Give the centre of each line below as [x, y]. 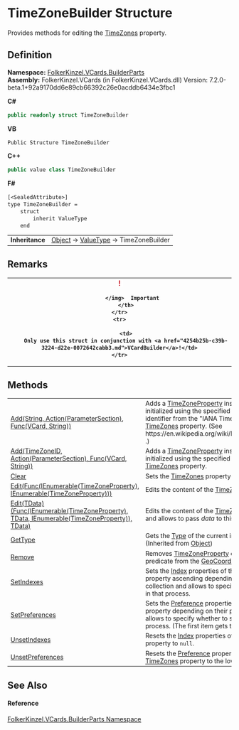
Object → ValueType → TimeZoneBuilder [111, 240]
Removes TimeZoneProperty [187, 553]
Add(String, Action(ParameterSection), [67, 419]
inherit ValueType [60, 218]
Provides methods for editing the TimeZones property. [87, 33]
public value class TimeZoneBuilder [62, 170]
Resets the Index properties [186, 636]
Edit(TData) [27, 503]
